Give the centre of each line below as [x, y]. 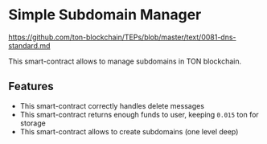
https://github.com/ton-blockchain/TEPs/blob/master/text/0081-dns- [122, 37]
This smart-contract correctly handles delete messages [112, 105]
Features [31, 86]
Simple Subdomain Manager [105, 15]
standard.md [29, 45]
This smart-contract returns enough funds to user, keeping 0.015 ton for [139, 114]
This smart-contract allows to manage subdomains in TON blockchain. [125, 61]
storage [33, 123]
